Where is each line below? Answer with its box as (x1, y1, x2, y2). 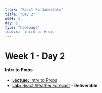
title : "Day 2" (5, 12, 36, 16)
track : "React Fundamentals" (5, 7, 64, 12)
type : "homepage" (5, 25, 40, 30)
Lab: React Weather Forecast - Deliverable (12, 83, 98, 89)
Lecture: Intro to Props (12, 77, 58, 83)
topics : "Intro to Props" (5, 30, 57, 34)
